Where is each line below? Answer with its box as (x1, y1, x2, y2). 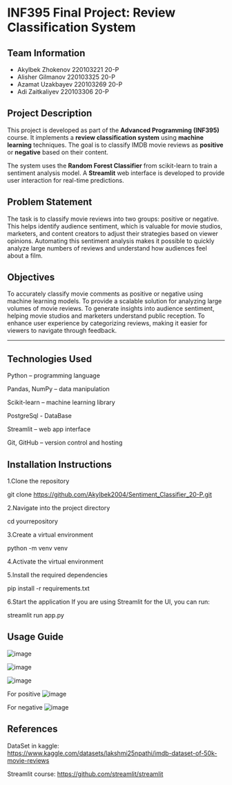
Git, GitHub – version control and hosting (7, 438, 123, 447)
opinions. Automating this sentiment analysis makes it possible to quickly (7, 237, 215, 245)
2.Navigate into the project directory (7, 504, 110, 512)
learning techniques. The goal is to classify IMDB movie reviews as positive (7, 141, 224, 149)
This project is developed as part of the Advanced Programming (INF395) (7, 126, 220, 134)
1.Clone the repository (7, 477, 70, 485)
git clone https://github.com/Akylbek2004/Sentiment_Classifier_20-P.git (7, 490, 213, 499)
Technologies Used (7, 353, 92, 365)
